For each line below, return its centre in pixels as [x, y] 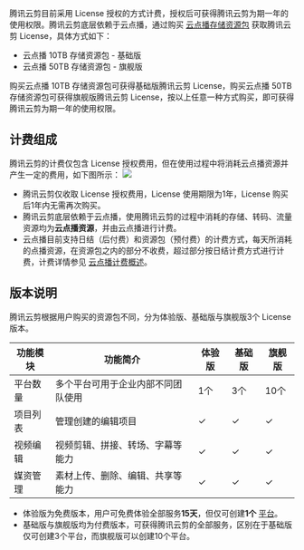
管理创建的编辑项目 [96, 421]
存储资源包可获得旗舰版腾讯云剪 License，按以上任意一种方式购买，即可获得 [152, 97]
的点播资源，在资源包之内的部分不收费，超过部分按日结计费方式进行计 [153, 250]
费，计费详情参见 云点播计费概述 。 [87, 262]
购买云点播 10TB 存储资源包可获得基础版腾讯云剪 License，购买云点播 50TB [151, 86]
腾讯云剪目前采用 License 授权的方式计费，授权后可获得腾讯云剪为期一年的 [149, 13]
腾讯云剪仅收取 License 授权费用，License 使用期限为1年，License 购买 [156, 194]
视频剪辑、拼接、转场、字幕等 [119, 445]
